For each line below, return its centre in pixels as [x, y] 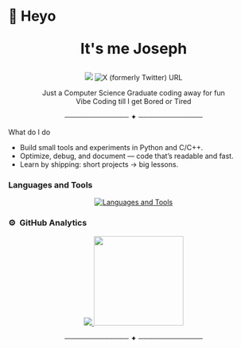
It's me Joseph [134, 48]
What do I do [29, 132]
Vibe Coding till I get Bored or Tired [134, 102]
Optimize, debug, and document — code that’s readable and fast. [126, 156]
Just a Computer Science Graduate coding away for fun [134, 93]
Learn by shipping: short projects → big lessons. [99, 164]
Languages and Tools [51, 185]
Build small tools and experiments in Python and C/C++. [111, 148]
